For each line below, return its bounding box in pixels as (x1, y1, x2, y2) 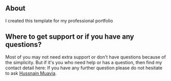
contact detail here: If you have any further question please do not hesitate (5, 65, 162, 71)
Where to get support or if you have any (5, 33, 134, 41)
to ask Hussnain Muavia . (5, 70, 57, 76)
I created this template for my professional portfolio (5, 17, 113, 23)
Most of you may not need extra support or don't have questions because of (5, 53, 166, 60)
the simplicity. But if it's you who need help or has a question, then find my (5, 59, 162, 65)
